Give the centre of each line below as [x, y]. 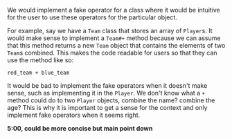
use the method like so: [41, 60]
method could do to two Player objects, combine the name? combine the [111, 100]
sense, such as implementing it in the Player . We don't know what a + [106, 93]
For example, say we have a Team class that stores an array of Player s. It [110, 31]
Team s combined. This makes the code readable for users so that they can [112, 53]
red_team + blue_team [38, 73]
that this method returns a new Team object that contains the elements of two [116, 45]
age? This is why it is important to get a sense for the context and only [107, 108]
